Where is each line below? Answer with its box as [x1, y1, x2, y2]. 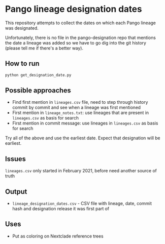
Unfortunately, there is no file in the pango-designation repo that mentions [5, 35, 156, 41]
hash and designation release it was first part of [12, 206, 109, 212]
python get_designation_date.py [5, 73, 71, 78]
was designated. [5, 25, 39, 31]
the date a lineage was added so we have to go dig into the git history [5, 40, 146, 45]
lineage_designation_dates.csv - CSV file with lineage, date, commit [12, 201, 152, 206]
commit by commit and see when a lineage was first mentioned [12, 105, 141, 111]
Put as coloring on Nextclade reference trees [12, 233, 103, 239]
